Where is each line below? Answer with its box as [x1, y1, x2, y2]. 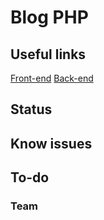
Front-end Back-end [10, 72, 94, 84]
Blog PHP [10, 6, 89, 29]
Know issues [10, 135, 93, 152]
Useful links [10, 46, 87, 63]
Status [10, 101, 53, 118]
